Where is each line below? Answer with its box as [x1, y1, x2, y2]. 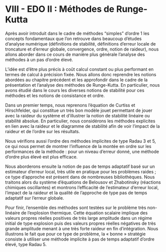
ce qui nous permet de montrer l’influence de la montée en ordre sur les [5, 143, 152, 149]
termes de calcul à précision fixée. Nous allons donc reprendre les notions [5, 71, 157, 77]
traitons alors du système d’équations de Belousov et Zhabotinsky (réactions [5, 179, 161, 185]
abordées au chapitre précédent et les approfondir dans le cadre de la [5, 77, 148, 83]
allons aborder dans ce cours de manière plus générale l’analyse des [5, 51, 145, 57]
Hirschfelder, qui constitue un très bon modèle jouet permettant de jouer [5, 107, 153, 113]
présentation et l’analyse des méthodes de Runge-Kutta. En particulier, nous [5, 82, 160, 88]
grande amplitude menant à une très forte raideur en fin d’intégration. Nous [5, 225, 159, 231]
